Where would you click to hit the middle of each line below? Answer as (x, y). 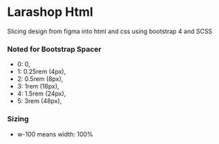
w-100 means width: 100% (55, 134)
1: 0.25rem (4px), (41, 72)
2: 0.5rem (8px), (40, 79)
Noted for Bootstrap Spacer (54, 49)
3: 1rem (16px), (38, 87)
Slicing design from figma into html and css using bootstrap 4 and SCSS (110, 31)
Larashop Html (50, 12)
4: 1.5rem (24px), (41, 93)
